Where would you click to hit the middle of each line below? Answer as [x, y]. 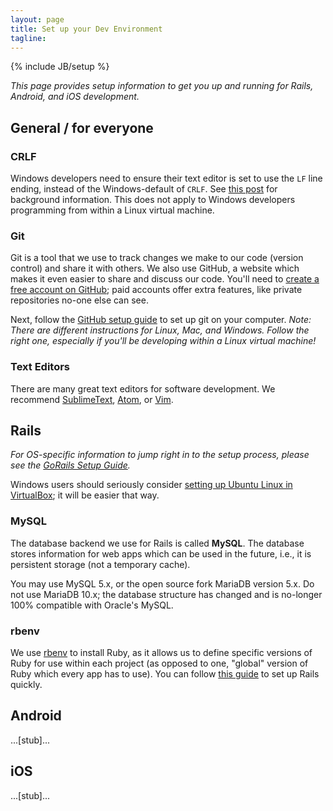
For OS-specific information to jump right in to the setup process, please [160, 455]
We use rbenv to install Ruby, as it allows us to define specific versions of [161, 653]
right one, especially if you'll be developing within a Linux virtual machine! [163, 341]
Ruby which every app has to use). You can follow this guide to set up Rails [165, 674]
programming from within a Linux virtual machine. [112, 210]
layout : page [37, 19]
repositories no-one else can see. [79, 300]
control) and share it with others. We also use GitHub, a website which [155, 268]
